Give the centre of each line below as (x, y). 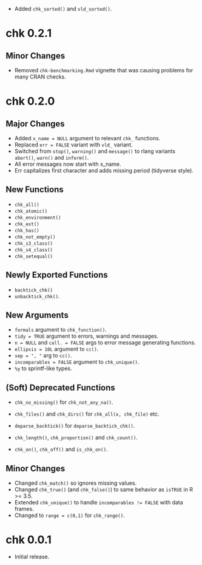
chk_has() (27, 230)
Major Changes (35, 124)
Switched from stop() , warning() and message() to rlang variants (95, 151)
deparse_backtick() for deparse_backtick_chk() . (75, 426)
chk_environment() (38, 217)
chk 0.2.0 (30, 101)
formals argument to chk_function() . (60, 330)
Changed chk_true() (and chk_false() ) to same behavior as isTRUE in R (104, 490)
